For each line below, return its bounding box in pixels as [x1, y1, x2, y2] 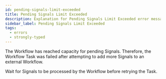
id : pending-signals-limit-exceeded [5, 7, 81, 12]
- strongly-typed [9, 35, 45, 40]
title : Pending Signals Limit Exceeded [5, 12, 87, 17]
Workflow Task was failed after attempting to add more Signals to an [5, 53, 144, 59]
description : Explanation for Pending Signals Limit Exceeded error [5, 16, 149, 21]
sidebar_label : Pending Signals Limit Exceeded [5, 21, 105, 26]
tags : [5, 26, 16, 31]
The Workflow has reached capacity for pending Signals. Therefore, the [5, 48, 152, 54]
